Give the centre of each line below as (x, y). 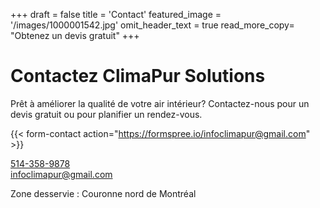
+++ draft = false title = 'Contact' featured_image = (116, 14)
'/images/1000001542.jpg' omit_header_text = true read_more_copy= (152, 25)
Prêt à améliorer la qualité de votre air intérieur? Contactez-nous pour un (160, 103)
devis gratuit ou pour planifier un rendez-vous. (106, 114)
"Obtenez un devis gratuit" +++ (75, 35)
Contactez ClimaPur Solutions (138, 76)
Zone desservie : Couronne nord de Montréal (103, 193)
